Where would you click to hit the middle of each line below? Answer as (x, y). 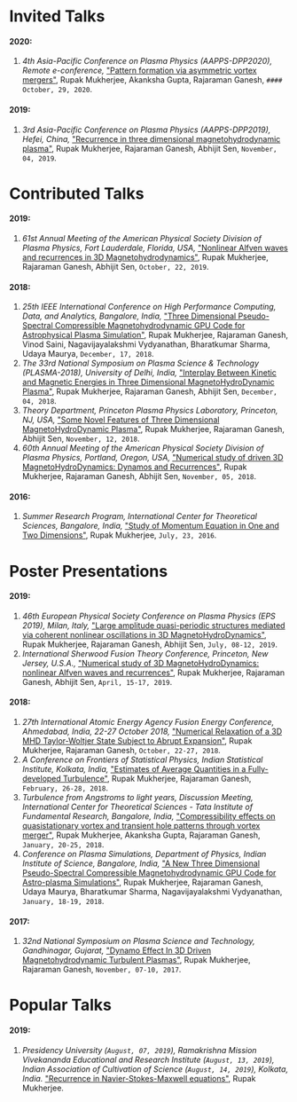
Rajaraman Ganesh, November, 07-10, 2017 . (102, 970)
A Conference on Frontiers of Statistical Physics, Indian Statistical (142, 760)
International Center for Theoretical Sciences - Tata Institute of (137, 807)
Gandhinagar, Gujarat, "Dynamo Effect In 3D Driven (116, 950)
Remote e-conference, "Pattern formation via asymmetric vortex (139, 71)
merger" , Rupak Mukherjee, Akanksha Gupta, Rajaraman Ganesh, (141, 835)
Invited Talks (57, 16)
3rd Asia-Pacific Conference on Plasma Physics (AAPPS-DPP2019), (146, 130)
